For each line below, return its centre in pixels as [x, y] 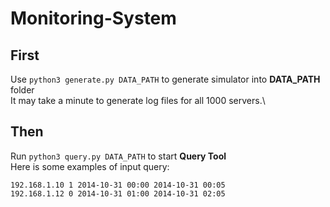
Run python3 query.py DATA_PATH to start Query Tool [118, 156]
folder [22, 90]
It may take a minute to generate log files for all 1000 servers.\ [138, 100]
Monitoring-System [93, 18]
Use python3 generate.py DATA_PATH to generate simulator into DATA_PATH [165, 79]
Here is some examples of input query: [90, 166]
